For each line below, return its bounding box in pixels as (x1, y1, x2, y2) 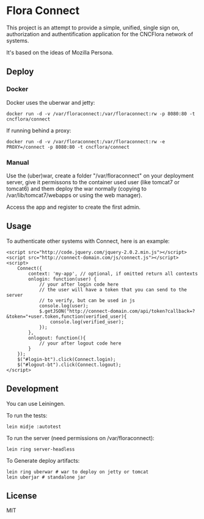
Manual (6, 158, 29, 166)
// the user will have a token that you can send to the (38, 286, 188, 293)
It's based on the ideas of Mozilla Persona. (6, 48, 114, 56)
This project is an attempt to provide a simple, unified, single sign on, (6, 24, 180, 31)
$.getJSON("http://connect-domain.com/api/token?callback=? (38, 308, 195, 314)
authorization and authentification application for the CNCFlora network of (6, 30, 194, 37)
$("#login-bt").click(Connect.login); (17, 356, 116, 362)
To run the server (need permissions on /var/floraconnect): (6, 434, 155, 441)
